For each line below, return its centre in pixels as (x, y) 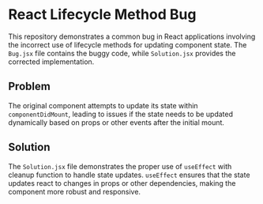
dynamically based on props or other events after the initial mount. (116, 122)
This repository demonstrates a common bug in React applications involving (132, 36)
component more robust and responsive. (74, 191)
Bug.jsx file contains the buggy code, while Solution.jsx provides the (122, 53)
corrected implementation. (51, 62)
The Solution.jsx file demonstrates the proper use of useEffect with (120, 166)
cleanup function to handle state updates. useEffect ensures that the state (129, 175)
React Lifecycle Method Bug (102, 15)
